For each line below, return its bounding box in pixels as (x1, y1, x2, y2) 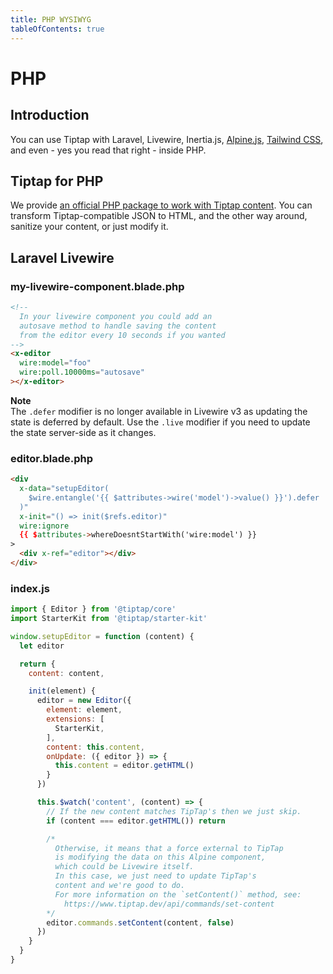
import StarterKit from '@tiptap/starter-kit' (10, 614, 208, 624)
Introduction (10, 107, 90, 124)
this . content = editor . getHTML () (54, 761, 195, 771)
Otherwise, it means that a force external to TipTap (54, 843, 284, 853)
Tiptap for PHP (10, 172, 104, 190)
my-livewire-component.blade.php (10, 279, 185, 293)
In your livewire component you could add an (19, 311, 213, 321)
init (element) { (28, 686, 97, 696)
